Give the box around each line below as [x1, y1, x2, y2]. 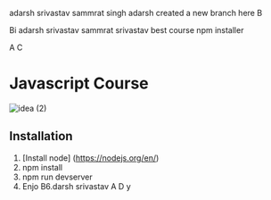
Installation [9, 129, 73, 144]
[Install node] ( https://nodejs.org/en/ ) [21, 152, 160, 163]
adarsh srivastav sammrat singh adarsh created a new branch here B [9, 8, 263, 18]
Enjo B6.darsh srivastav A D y [21, 180, 131, 191]
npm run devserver [21, 171, 93, 182]
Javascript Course [9, 73, 149, 94]
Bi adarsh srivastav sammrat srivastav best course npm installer [9, 25, 244, 35]
